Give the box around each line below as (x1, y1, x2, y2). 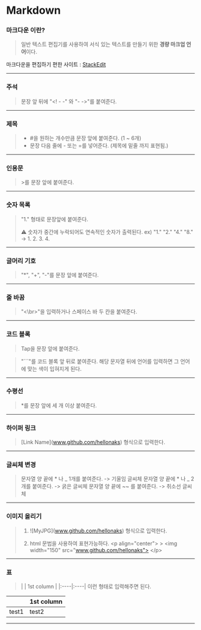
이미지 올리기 (6, 512, 42, 521)
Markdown (6, 4, 61, 17)
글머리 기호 (6, 257, 36, 265)
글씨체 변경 (6, 461, 36, 469)
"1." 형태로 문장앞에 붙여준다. (20, 215, 89, 223)
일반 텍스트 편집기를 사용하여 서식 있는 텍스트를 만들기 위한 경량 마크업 (20, 41, 185, 48)
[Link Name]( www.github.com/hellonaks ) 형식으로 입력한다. (20, 439, 166, 446)
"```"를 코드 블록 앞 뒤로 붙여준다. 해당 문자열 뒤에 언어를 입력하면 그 (20, 357, 179, 365)
